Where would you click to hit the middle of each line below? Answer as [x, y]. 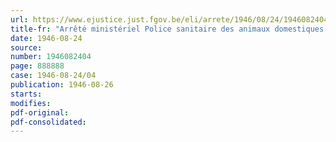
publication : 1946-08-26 [62, 85]
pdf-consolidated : [48, 122]
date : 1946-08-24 [46, 38]
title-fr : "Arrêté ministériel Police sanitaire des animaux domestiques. [169, 29]
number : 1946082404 [51, 57]
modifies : [31, 103]
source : [26, 47]
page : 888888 [37, 66]
